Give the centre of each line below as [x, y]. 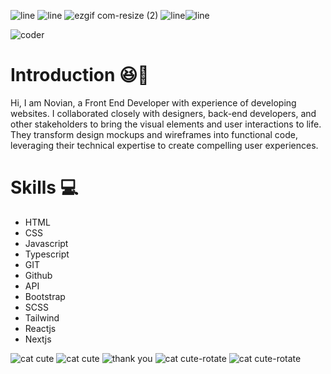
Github [38, 275]
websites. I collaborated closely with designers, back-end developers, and [163, 113]
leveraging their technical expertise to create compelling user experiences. [164, 145]
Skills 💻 [44, 187]
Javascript [46, 243]
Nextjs [38, 339]
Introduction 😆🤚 [80, 75]
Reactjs [40, 328]
